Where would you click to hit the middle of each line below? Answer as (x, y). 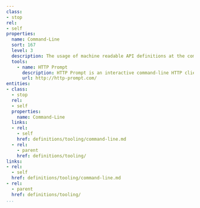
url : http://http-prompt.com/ (59, 78)
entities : (18, 84)
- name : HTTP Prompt (42, 67)
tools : (20, 61)
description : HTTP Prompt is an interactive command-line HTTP (102, 73)
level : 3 (22, 51)
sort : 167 (24, 45)
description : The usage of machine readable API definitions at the (98, 56)
